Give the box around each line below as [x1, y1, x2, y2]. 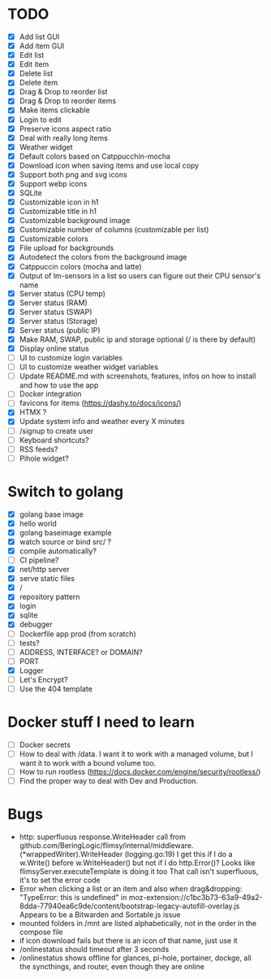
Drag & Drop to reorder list [19, 87, 108, 97]
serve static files [19, 574, 75, 583]
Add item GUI [19, 42, 65, 50]
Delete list [19, 68, 54, 78]
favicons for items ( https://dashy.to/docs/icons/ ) [19, 398, 182, 408]
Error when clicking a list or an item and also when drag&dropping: [19, 884, 243, 894]
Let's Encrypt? [19, 675, 68, 684]
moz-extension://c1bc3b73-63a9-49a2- [128, 893, 263, 903]
